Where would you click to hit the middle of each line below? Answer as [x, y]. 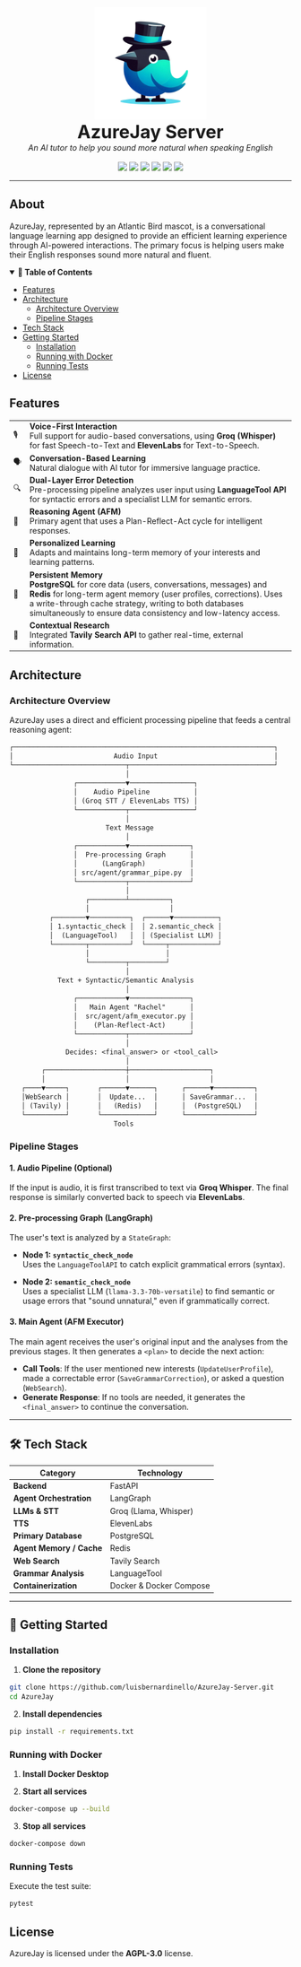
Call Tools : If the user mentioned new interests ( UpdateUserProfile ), [148, 1368]
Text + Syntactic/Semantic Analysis [125, 980]
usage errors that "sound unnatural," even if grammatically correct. [146, 1301]
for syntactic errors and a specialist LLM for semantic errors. [141, 499]
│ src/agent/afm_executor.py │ [133, 1016]
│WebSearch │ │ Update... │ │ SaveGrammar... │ [139, 1097]
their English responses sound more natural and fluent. [111, 255]
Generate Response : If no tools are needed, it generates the [133, 1397]
